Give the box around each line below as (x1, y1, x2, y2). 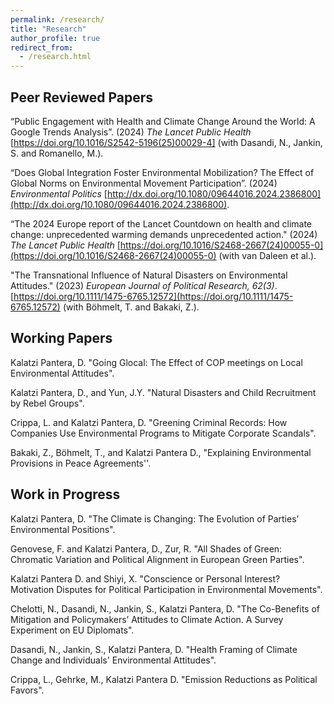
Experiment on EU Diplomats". (10, 624, 135, 636)
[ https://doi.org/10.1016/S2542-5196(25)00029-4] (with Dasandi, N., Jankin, (10, 136, 323, 148)
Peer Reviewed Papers (10, 89, 154, 106)
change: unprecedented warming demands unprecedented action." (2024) (10, 228, 318, 240)
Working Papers (10, 330, 113, 347)
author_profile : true (10, 33, 101, 43)
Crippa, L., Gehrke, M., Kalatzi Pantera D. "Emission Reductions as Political (10, 673, 318, 685)
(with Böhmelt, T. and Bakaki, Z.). (62, 301, 200, 313)
